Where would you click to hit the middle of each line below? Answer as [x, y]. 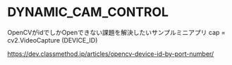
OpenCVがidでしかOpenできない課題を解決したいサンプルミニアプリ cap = [116, 32]
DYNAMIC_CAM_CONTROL [88, 12]
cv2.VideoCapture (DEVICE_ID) [53, 40]
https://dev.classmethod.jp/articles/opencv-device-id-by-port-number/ [111, 54]
